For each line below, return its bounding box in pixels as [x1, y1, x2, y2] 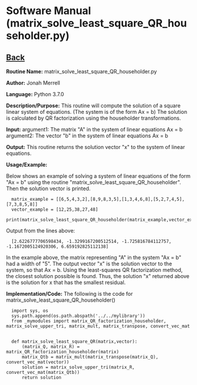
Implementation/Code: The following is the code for [6, 291, 133, 297]
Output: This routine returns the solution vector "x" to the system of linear [6, 144, 185, 150]
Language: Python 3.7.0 [6, 91, 64, 97]
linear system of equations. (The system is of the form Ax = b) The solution [6, 109, 188, 115]
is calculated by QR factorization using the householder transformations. [6, 114, 181, 121]
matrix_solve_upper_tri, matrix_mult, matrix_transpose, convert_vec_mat [6, 323, 191, 329]
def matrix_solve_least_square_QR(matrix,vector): [11, 339, 138, 345]
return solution [21, 374, 62, 380]
